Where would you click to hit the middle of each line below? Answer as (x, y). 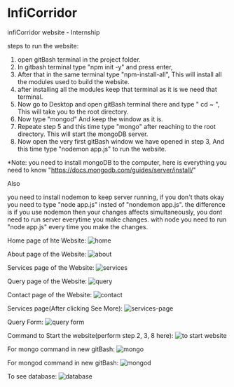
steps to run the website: (43, 46)
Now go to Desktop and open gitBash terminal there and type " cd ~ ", (118, 104)
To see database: (32, 376)
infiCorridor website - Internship (54, 32)
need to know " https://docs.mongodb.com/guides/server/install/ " (102, 170)
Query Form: (26, 322)
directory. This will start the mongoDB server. (83, 134)
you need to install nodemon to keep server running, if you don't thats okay (116, 197)
